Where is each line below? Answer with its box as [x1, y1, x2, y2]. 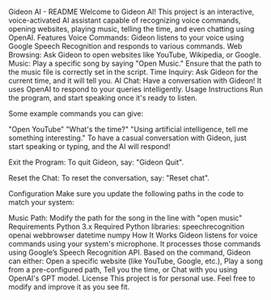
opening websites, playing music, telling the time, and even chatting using [8, 24, 255, 33]
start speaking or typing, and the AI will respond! [8, 142, 171, 151]
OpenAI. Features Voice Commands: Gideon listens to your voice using [8, 32, 244, 42]
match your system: [8, 198, 74, 207]
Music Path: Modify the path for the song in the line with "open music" [8, 213, 243, 222]
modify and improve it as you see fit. [8, 282, 130, 291]
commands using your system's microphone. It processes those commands [8, 239, 261, 248]
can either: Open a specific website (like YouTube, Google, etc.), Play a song [8, 256, 263, 266]
